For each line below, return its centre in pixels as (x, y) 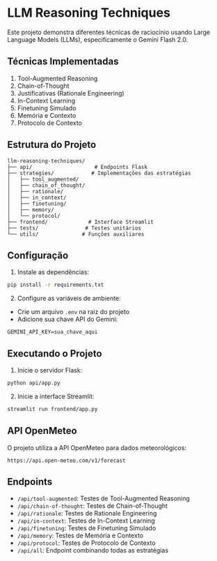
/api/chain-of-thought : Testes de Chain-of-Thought (93, 506)
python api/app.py (34, 383)
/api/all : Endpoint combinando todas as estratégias (93, 551)
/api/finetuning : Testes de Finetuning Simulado (87, 528)
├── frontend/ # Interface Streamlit (81, 222)
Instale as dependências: (53, 272)
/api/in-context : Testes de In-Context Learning (86, 521)
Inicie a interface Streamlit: (56, 396)
